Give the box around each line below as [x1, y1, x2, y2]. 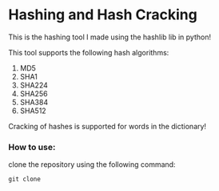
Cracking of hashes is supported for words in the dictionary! [8, 121, 206, 131]
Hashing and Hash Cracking [8, 6, 197, 24]
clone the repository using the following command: [8, 160, 176, 169]
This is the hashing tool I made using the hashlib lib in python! [8, 32, 212, 42]
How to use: [8, 141, 56, 152]
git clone [8, 175, 42, 184]
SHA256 [19, 88, 48, 98]
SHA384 [19, 97, 49, 107]
